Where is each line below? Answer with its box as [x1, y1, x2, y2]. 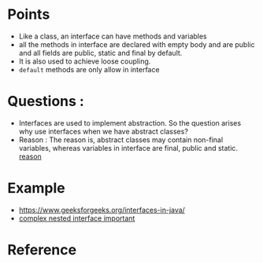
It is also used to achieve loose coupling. [18, 57, 151, 66]
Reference [7, 241, 76, 258]
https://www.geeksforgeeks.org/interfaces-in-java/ [18, 205, 186, 214]
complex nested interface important [18, 214, 135, 223]
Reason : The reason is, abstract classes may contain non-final [18, 135, 224, 144]
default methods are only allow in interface [18, 64, 160, 74]
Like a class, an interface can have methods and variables [18, 31, 208, 41]
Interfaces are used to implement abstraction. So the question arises [18, 118, 242, 127]
